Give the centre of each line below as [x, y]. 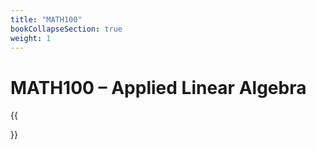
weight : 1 [31, 38]
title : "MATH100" [46, 19]
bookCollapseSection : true [66, 29]
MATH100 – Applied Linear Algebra [158, 87]
